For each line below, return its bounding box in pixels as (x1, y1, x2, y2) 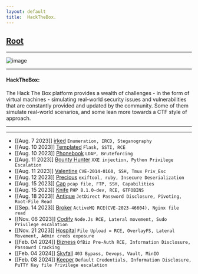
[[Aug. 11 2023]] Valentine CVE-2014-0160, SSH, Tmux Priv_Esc (14, 167, 166, 174)
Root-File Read (14, 198, 52, 204)
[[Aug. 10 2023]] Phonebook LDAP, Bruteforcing (14, 149, 133, 156)
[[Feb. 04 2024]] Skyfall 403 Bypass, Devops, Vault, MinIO (14, 249, 159, 257)
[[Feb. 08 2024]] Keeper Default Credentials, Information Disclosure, (14, 256, 192, 263)
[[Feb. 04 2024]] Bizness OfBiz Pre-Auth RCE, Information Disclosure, (14, 238, 191, 245)
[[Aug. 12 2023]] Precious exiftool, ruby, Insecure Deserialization (14, 174, 184, 181)
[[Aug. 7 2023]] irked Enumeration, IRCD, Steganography (14, 137, 152, 144)
